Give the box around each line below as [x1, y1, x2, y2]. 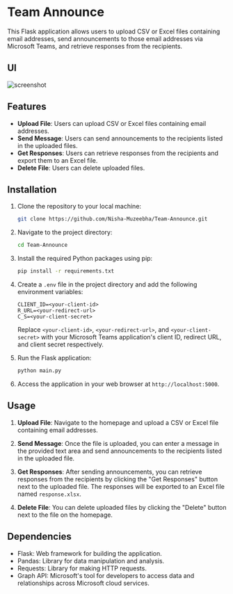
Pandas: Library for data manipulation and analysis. [17, 556, 165, 565]
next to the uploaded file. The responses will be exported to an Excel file [17, 482, 225, 490]
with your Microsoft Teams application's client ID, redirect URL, [40, 333, 222, 341]
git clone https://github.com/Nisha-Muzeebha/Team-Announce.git [17, 216, 208, 223]
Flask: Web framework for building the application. [17, 549, 162, 557]
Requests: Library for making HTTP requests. [17, 564, 147, 572]
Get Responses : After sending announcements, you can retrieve [17, 467, 202, 476]
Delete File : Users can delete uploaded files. [17, 163, 145, 172]
